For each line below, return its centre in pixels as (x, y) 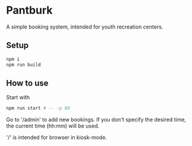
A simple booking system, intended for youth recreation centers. (85, 27)
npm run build (24, 65)
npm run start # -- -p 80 (38, 108)
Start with (18, 97)
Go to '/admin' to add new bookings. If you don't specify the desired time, (96, 120)
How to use (27, 83)
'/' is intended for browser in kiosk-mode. (57, 138)
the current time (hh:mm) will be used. (53, 126)
